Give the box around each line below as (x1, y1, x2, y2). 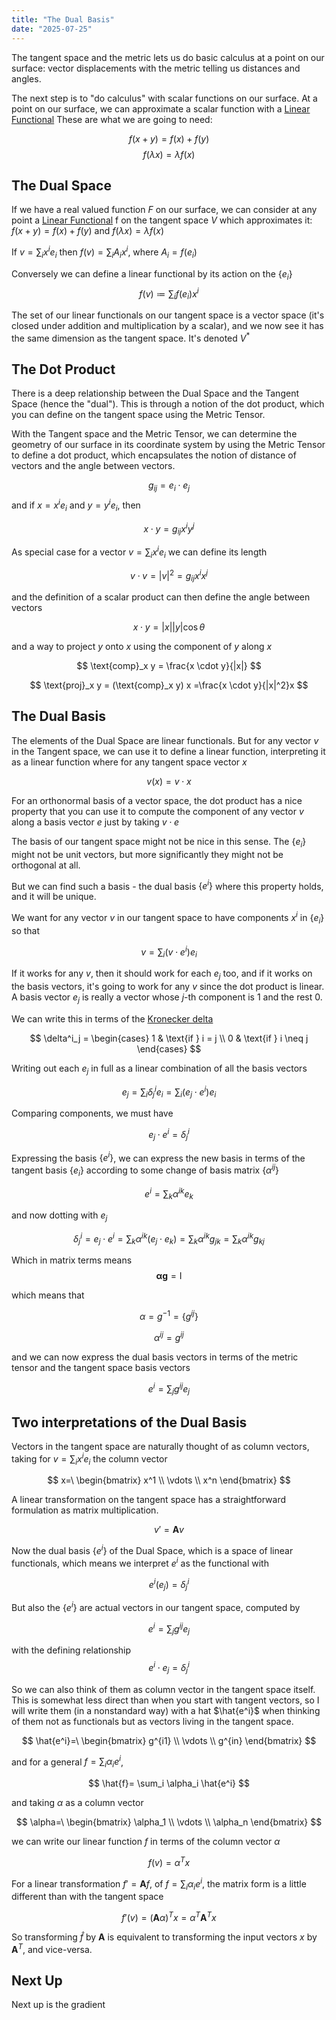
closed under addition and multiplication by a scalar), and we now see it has (11, 320, 324, 332)
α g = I (155, 1270, 183, 1282)
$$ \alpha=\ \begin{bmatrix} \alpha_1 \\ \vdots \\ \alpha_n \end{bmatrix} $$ (15, 1816, 323, 1828)
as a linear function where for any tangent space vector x (11, 756, 248, 768)
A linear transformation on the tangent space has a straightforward (11, 1494, 287, 1506)
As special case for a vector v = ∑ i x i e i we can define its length (11, 544, 268, 560)
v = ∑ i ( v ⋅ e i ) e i (140, 944, 198, 960)
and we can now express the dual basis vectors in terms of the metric (11, 1351, 299, 1363)
